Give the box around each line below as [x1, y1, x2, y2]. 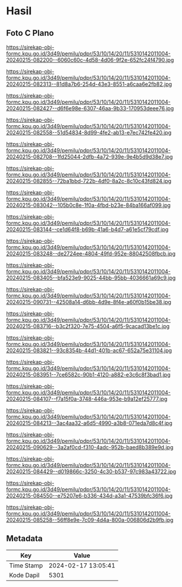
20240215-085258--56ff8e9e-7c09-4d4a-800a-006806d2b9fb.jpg [6, 517, 174, 523]
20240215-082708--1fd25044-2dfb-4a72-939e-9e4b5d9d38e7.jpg [6, 153, 173, 160]
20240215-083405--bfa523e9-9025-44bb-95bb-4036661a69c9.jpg [6, 274, 176, 281]
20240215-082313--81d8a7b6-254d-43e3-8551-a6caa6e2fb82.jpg [6, 80, 172, 88]
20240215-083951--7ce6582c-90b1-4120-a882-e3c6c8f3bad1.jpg [6, 371, 171, 378]
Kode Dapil [9, 571, 40, 579]
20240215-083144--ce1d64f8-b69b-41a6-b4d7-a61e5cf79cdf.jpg [6, 226, 169, 233]
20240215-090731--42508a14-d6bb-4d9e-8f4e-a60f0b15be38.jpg [6, 299, 171, 305]
